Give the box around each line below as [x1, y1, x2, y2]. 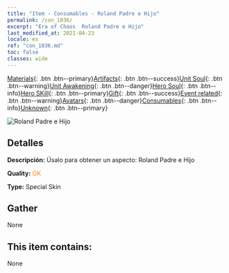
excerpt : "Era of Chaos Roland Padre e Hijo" [7, 23, 144, 30]
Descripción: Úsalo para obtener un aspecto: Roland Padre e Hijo [7, 155, 195, 164]
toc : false [7, 49, 39, 56]
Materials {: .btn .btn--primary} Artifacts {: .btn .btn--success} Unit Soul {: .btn [7, 74, 223, 82]
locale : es [7, 36, 39, 43]
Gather [7, 202, 38, 214]
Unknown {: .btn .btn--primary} [20, 103, 108, 112]
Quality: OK [7, 169, 42, 177]
